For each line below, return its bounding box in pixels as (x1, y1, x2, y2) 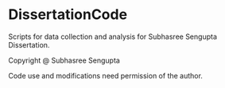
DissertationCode (8, 6, 128, 24)
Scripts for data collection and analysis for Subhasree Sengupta (8, 32, 217, 41)
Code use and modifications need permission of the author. (8, 71, 203, 80)
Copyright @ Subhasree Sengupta (8, 55, 121, 65)
